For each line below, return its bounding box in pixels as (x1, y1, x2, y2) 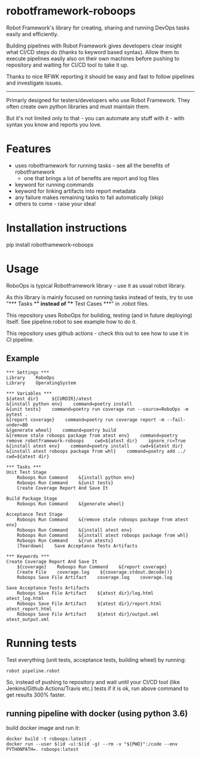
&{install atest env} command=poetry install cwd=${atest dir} (6, 443, 184, 449)
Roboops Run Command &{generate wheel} (17, 500, 124, 507)
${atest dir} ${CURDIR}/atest (6, 395, 93, 402)
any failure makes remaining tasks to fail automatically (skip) (14, 193, 164, 201)
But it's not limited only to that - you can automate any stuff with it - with (6, 114, 184, 121)
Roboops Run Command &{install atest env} (17, 527, 133, 533)
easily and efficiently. (6, 30, 59, 37)
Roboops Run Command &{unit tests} (17, 479, 114, 486)
